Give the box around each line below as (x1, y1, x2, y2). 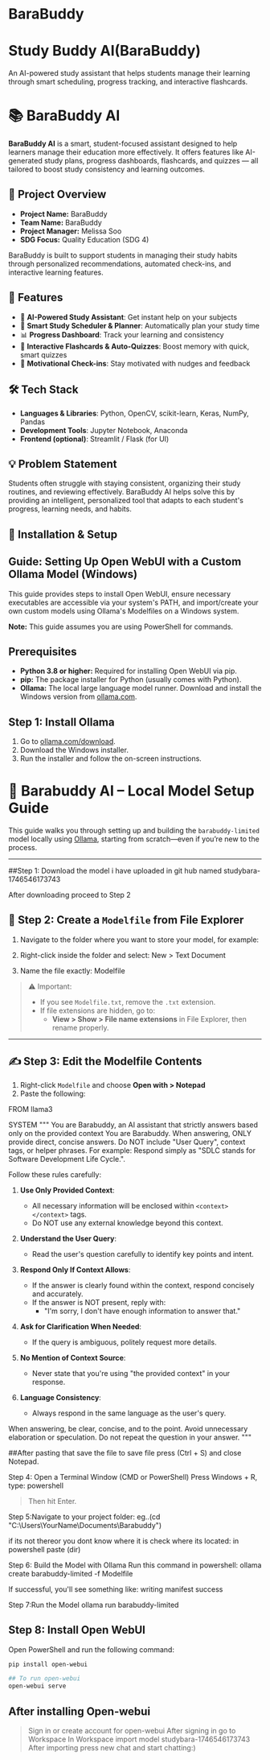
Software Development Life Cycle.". (8, 1154, 126, 1163)
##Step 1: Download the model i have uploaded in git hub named (8, 866, 223, 876)
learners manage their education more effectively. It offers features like (8, 147, 243, 157)
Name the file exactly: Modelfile (19, 965, 126, 975)
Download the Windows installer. (19, 746, 129, 755)
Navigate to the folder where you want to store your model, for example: (19, 935, 260, 944)
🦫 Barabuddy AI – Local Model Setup (8, 782, 255, 800)
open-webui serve (8, 1682, 67, 1691)
